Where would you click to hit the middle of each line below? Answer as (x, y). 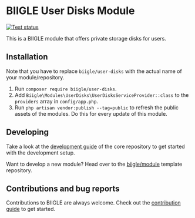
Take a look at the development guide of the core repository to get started (95, 146)
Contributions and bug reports (63, 188)
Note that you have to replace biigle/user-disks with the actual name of (94, 71)
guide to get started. (31, 209)
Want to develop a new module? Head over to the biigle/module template (94, 164)
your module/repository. (35, 77)
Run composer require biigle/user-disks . (65, 89)
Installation (27, 57)
